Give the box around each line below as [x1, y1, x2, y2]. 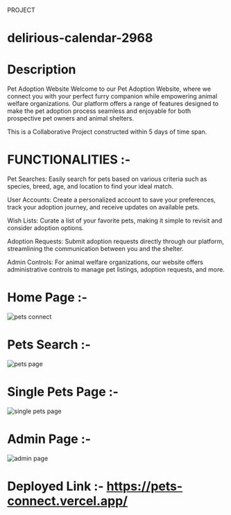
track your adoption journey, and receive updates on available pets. [7, 203, 200, 211]
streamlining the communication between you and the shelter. [7, 245, 184, 253]
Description [7, 62, 76, 78]
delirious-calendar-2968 [7, 30, 153, 46]
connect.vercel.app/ [7, 494, 128, 509]
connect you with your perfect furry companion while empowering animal [7, 92, 218, 101]
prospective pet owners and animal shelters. [7, 114, 135, 123]
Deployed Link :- [7, 478, 104, 494]
